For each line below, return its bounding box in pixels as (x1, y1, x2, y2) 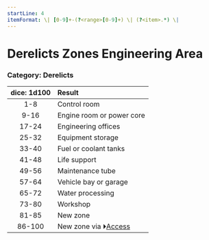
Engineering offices (57, 121, 121, 131)
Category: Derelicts (7, 70, 74, 79)
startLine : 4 (7, 10, 45, 17)
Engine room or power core (57, 110, 145, 120)
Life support (57, 155, 97, 164)
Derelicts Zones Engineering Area (7, 46, 204, 62)
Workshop (57, 199, 91, 209)
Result (57, 88, 79, 97)
